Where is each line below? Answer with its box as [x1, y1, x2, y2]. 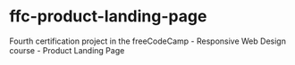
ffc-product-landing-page [9, 6, 207, 27]
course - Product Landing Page [9, 45, 125, 55]
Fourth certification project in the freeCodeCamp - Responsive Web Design [9, 36, 286, 46]
